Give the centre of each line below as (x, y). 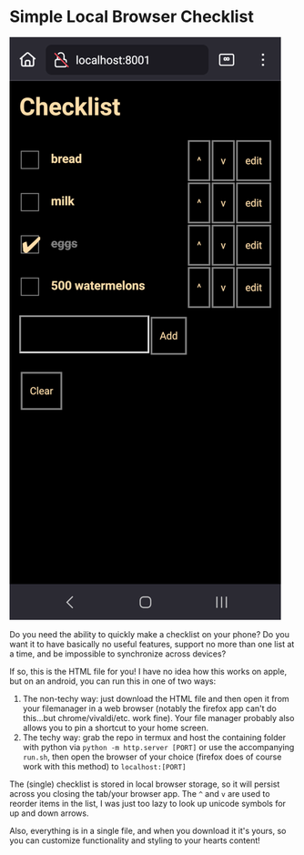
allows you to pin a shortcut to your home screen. (116, 728)
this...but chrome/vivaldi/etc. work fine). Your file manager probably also (158, 718)
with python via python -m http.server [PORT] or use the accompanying (158, 747)
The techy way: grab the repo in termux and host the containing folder (154, 737)
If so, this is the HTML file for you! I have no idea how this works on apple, (148, 671)
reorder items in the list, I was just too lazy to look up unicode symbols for (148, 803)
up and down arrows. (49, 813)
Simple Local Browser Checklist (132, 17)
